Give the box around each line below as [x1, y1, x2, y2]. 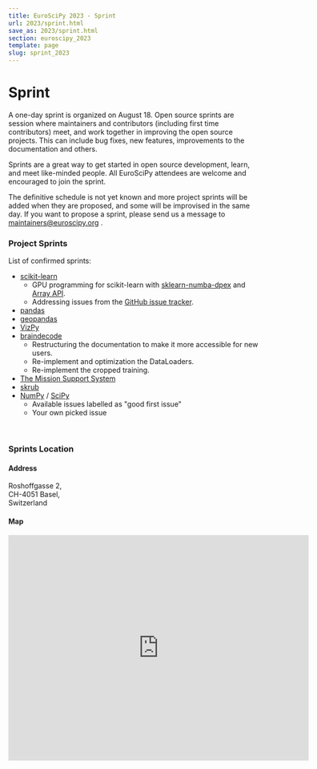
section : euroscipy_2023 [8, 34, 91, 42]
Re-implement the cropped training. [31, 366, 150, 375]
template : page [8, 42, 59, 50]
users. [31, 348, 54, 358]
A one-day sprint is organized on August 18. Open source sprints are [8, 110, 235, 119]
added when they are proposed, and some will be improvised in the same [8, 200, 251, 210]
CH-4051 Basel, [8, 490, 60, 500]
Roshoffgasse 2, [8, 481, 62, 491]
